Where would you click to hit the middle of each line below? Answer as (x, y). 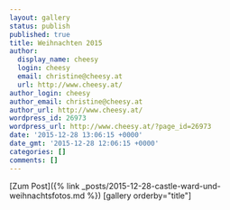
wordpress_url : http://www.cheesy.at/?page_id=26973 (110, 127)
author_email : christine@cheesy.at (76, 101)
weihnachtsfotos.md (47, 196)
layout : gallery (40, 18)
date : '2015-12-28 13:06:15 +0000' (76, 135)
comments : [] (34, 160)
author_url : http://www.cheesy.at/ (76, 110)
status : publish (40, 26)
